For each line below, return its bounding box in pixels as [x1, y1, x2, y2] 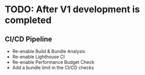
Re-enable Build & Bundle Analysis [12, 48, 86, 54]
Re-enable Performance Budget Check [12, 59, 94, 65]
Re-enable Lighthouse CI [12, 54, 65, 60]
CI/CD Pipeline [5, 35, 52, 43]
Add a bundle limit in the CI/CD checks [12, 65, 94, 70]
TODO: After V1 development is [5, 4, 140, 15]
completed [5, 14, 52, 26]
